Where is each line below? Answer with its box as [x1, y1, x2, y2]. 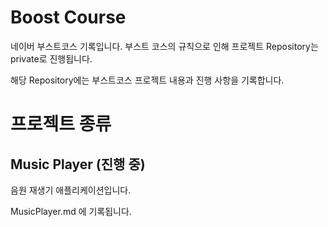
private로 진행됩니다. [10, 52, 93, 65]
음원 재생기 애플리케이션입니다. [10, 184, 132, 196]
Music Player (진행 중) [10, 156, 146, 173]
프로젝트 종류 [10, 113, 112, 136]
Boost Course [10, 6, 127, 29]
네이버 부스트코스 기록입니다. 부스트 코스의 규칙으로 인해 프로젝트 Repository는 [10, 40, 319, 52]
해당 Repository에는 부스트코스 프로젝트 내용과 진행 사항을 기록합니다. [10, 74, 285, 86]
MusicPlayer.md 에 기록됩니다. [10, 205, 132, 217]
